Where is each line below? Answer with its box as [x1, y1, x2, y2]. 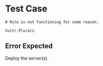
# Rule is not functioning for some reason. [5, 19, 99, 24]
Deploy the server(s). [5, 55, 49, 61]
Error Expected [5, 42, 53, 50]
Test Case [5, 3, 48, 14]
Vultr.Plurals [5, 28, 35, 33]
